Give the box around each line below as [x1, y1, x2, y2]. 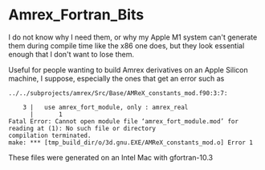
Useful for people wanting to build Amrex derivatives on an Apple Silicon [8, 64, 249, 74]
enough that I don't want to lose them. [8, 49, 135, 59]
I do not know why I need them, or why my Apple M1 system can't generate [8, 32, 258, 42]
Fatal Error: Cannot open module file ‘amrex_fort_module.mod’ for [8, 117, 239, 126]
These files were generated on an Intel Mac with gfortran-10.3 [8, 152, 214, 162]
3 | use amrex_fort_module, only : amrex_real [22, 103, 189, 111]
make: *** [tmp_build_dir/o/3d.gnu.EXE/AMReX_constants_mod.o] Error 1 [8, 139, 253, 147]
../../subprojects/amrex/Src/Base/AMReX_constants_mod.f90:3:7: [8, 89, 228, 97]
